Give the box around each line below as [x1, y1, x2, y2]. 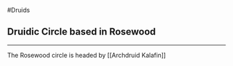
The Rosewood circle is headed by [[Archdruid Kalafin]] [7, 51, 166, 59]
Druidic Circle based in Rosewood [7, 26, 156, 38]
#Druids [7, 6, 30, 14]
